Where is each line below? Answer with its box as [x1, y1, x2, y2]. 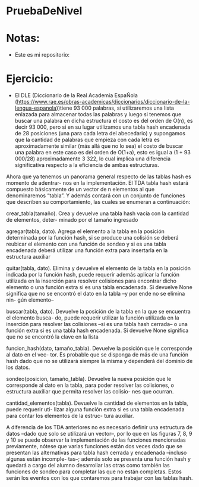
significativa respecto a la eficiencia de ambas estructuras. [14, 162, 159, 169]
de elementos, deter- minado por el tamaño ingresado [6, 216, 138, 224]
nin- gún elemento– [6, 296, 54, 303]
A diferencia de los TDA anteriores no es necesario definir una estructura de [6, 424, 193, 431]
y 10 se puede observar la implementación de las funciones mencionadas [6, 436, 186, 443]
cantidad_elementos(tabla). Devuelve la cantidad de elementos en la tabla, [6, 399, 188, 407]
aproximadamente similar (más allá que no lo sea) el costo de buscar [14, 142, 184, 150]
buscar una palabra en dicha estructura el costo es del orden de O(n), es [14, 117, 193, 125]
